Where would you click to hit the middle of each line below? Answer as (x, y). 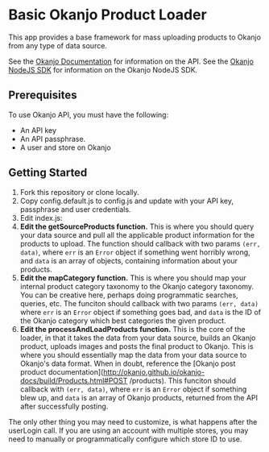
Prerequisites (43, 95)
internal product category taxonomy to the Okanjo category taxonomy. (137, 286)
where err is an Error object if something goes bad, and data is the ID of (141, 312)
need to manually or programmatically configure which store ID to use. (125, 439)
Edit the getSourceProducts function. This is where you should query (137, 226)
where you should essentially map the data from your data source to (133, 355)
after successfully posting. (64, 406)
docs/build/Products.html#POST (74, 380)
